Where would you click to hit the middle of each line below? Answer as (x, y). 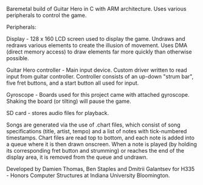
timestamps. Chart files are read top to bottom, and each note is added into (100, 138)
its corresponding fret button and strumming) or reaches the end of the (95, 151)
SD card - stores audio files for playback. (58, 113)
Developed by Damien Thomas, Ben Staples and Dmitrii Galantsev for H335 (101, 169)
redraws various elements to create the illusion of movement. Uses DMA (97, 45)
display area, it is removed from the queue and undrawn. (77, 157)
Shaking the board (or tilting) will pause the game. (69, 101)
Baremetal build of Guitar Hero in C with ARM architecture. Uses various (96, 9)
